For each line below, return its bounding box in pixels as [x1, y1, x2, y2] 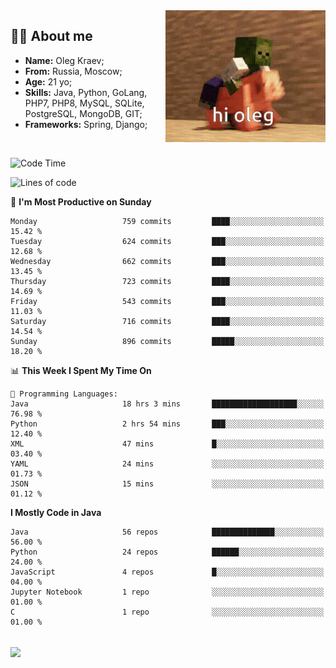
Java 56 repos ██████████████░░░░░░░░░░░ [10, 527, 325, 537]
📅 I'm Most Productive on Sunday [10, 195, 152, 208]
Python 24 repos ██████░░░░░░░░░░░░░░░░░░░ [10, 547, 325, 557]
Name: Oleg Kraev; [24, 54, 105, 66]
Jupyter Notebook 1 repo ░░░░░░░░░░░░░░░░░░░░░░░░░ [10, 587, 325, 597]
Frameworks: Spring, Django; [24, 118, 148, 130]
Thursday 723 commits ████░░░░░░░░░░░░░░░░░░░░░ [10, 276, 325, 286]
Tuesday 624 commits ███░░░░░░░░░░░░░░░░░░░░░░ [10, 236, 325, 246]
